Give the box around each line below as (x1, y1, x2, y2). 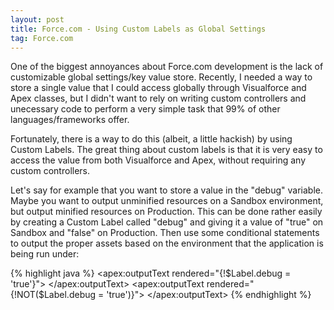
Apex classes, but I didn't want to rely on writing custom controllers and (10, 92, 307, 105)
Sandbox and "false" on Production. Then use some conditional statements (10, 227, 320, 239)
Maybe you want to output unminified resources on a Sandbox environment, (10, 195, 324, 207)
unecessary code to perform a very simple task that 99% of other (10, 103, 281, 115)
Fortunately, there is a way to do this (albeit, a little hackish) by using (10, 133, 293, 145)
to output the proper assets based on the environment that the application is (10, 237, 324, 250)
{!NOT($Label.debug (10, 289, 97, 301)
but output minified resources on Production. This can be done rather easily (10, 206, 323, 218)
